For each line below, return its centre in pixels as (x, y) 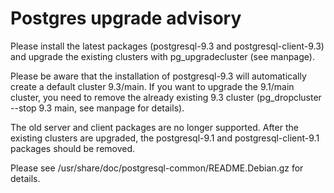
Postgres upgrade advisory (126, 18)
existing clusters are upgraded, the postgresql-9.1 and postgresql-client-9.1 (165, 138)
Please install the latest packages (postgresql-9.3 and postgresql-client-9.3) (167, 46)
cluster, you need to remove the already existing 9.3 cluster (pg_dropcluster (166, 97)
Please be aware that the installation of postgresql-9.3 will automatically (158, 76)
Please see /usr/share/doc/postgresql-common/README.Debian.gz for (157, 168)
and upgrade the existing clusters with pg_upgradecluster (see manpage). (162, 56)
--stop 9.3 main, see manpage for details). (97, 108)
